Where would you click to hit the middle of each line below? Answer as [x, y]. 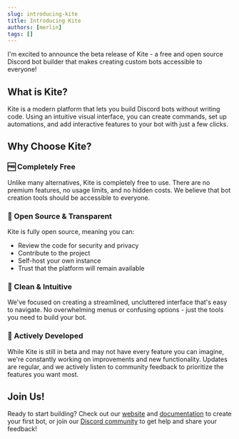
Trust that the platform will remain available [81, 268]
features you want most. [43, 374]
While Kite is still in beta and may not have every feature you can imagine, [116, 351]
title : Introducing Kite [44, 21]
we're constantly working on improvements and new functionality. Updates [118, 359]
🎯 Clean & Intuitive [40, 286]
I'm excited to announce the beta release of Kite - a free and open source [115, 54]
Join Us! [26, 397]
